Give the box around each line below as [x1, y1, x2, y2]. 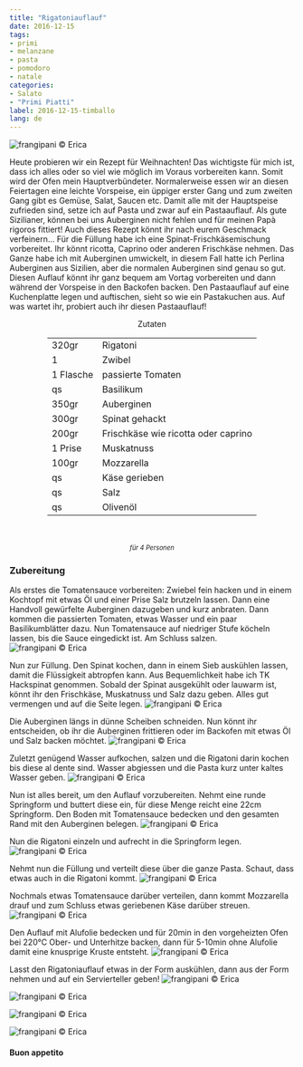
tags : [9, 30, 30, 39]
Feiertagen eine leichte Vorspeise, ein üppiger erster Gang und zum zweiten [9, 186, 293, 197]
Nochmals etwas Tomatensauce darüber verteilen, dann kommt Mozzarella [9, 890, 289, 901]
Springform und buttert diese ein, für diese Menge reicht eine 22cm [9, 799, 262, 811]
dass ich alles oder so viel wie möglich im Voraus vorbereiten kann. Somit [9, 167, 283, 178]
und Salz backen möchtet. [9, 735, 107, 746]
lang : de [9, 114, 43, 123]
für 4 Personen [129, 543, 175, 553]
